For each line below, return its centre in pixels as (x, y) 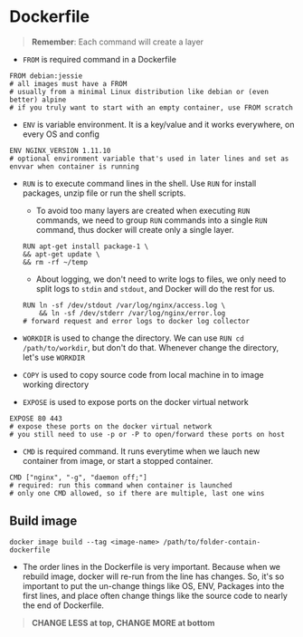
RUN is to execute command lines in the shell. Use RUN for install (139, 183)
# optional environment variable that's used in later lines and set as (149, 159)
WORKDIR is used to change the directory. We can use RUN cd (133, 338)
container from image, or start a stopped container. (118, 460)
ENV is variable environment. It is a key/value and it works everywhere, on (158, 124)
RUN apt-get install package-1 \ (85, 246)
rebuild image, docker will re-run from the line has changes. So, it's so (153, 576)
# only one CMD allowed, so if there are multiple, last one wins (137, 493)
